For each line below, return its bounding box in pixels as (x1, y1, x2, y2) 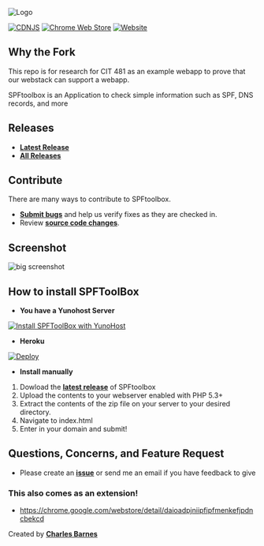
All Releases (19, 151, 61, 160)
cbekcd (19, 514, 45, 524)
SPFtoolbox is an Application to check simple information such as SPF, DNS (8, 90, 254, 99)
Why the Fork (8, 46, 76, 59)
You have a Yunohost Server (19, 306, 115, 316)
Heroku (19, 336, 45, 346)
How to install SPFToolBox (8, 285, 139, 298)
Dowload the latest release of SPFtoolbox (19, 383, 156, 392)
